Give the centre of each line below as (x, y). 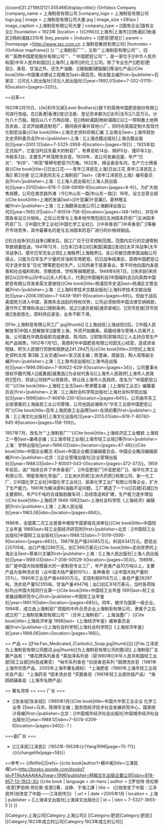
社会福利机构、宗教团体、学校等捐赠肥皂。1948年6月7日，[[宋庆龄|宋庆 (85, 271)
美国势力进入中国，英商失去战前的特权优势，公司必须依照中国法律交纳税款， (82, 302)
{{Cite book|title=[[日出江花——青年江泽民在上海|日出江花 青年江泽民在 (81, 169)
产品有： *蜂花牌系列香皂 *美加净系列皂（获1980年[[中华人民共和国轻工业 (83, 656)
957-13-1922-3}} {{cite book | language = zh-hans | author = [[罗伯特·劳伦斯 (82, 781)
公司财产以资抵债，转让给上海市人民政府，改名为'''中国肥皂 (93, 379)
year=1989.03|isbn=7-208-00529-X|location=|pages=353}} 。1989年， (86, 560)
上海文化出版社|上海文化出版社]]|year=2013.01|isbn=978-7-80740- (84, 416)
